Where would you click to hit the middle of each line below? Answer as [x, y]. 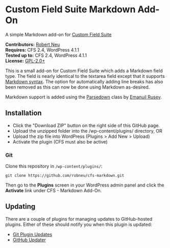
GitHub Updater [29, 240]
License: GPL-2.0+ [25, 60]
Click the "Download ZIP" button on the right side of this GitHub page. [86, 125]
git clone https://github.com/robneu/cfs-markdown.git [65, 176]
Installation [23, 113]
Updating [20, 207]
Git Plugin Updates [32, 234]
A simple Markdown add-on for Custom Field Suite [58, 34]
